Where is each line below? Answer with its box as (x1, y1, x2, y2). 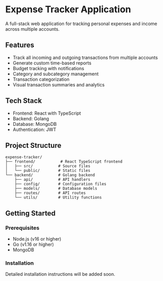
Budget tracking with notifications (12, 65, 85, 71)
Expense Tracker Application (5, 4, 132, 15)
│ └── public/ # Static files (5, 168, 91, 174)
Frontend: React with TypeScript (12, 110, 81, 116)
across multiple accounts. (5, 26, 60, 32)
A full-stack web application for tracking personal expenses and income (5, 20, 157, 27)
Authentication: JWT (12, 126, 56, 133)
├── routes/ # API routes (14, 190, 86, 196)
